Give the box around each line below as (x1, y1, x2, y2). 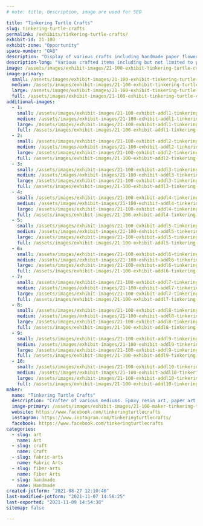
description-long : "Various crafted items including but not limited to (6, 59, 193, 66)
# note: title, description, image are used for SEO (6, 8, 142, 15)
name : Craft (17, 448, 47, 455)
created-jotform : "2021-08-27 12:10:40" (6, 488, 110, 494)
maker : (6, 386, 23, 393)
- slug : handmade (11, 477, 56, 483)
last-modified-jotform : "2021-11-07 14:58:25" (6, 494, 126, 500)
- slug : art (11, 431, 42, 437)
